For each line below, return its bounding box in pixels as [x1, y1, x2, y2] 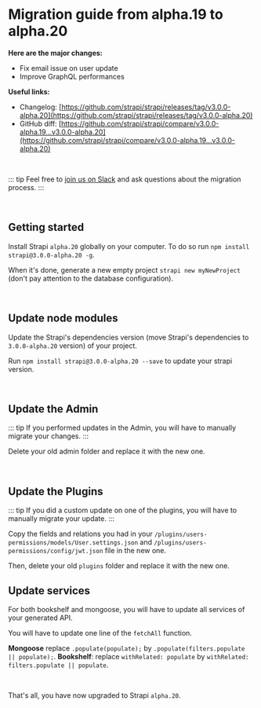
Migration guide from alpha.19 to [8, 6, 223, 24]
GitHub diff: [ [19, 119, 62, 128]
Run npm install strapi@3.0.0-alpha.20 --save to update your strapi [8, 356, 233, 365]
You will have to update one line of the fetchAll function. [8, 629, 192, 637]
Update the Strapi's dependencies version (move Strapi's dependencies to [8, 332, 249, 342]
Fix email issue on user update [19, 63, 119, 72]
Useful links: [8, 86, 50, 96]
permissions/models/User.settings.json [8, 539, 139, 547]
